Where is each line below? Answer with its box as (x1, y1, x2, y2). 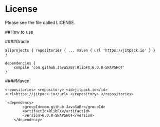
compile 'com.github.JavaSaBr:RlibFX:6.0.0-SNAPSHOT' (14, 65, 125, 70)
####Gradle (5, 38, 30, 44)
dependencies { (5, 61, 36, 65)
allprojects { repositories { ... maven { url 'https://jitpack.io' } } (5, 48, 156, 53)
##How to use (5, 29, 34, 35)
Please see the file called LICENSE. (5, 20, 75, 25)
